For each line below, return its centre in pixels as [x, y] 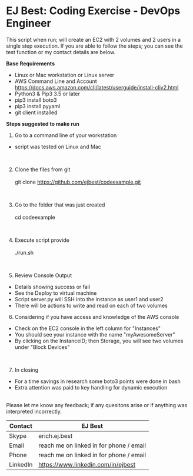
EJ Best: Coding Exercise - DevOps [93, 11]
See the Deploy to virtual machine [56, 293]
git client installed [36, 112]
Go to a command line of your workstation [66, 135]
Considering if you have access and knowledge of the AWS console [97, 317]
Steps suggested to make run [43, 124]
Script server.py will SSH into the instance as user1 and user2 [89, 299]
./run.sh [24, 252]
